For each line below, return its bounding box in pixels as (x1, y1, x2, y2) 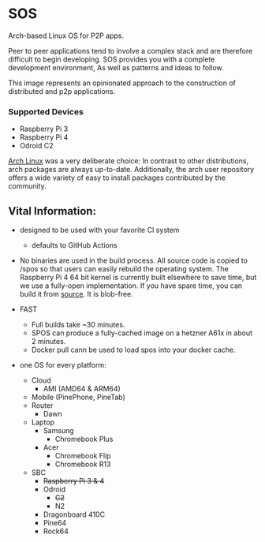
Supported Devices (8, 106, 84, 117)
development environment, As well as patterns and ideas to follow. (8, 62, 224, 72)
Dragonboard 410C (43, 510, 105, 519)
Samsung (43, 426, 75, 435)
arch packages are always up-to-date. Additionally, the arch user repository (8, 165, 255, 174)
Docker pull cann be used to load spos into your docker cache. (31, 345, 236, 355)
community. (8, 181, 47, 191)
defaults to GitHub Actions (31, 241, 118, 250)
